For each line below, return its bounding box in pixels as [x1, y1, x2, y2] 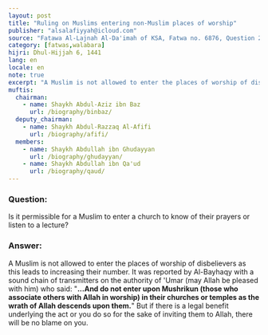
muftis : [8, 85, 34, 94]
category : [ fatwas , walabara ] [8, 41, 105, 49]
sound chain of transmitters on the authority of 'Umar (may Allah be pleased [8, 275, 259, 285]
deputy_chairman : [15, 116, 73, 124]
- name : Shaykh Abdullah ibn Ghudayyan [22, 145, 156, 153]
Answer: [8, 240, 42, 251]
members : [15, 137, 45, 146]
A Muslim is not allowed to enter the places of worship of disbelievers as [8, 258, 246, 268]
